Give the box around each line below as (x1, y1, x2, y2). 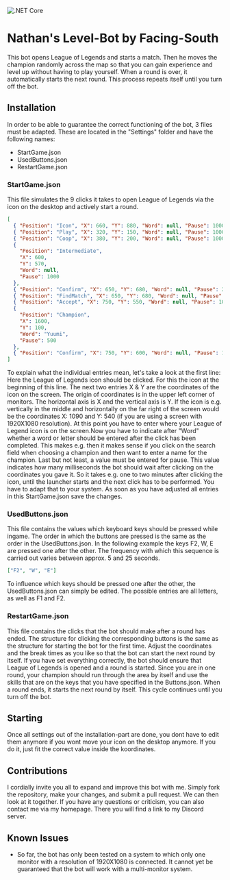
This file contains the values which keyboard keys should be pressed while (7, 525, 218, 533)
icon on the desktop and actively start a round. (7, 203, 139, 211)
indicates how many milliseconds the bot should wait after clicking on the (7, 463, 214, 472)
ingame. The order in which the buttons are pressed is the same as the (7, 532, 207, 541)
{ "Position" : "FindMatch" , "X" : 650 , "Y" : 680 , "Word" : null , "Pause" (13, 292, 222, 300)
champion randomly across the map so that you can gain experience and (7, 60, 214, 69)
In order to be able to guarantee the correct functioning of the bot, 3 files (7, 120, 213, 128)
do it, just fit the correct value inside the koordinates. (7, 745, 156, 753)
